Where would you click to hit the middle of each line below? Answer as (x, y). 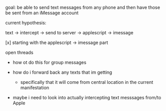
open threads (19, 52)
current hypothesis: (26, 23)
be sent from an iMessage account (42, 13)
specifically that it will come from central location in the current (87, 82)
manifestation (35, 87)
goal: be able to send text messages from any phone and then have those (83, 7)
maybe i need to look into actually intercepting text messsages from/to (87, 97)
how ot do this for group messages (50, 62)
